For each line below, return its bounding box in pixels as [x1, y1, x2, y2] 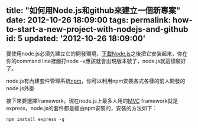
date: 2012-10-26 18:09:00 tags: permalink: [6, 15, 171, 25]
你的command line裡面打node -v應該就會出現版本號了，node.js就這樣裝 [6, 57, 181, 64]
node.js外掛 [6, 84, 35, 91]
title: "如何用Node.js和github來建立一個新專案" [6, 5, 181, 16]
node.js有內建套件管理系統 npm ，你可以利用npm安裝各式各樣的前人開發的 [6, 77, 186, 84]
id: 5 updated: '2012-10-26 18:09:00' [6, 34, 146, 44]
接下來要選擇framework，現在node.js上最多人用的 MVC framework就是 [6, 97, 178, 104]
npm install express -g [6, 116, 65, 122]
